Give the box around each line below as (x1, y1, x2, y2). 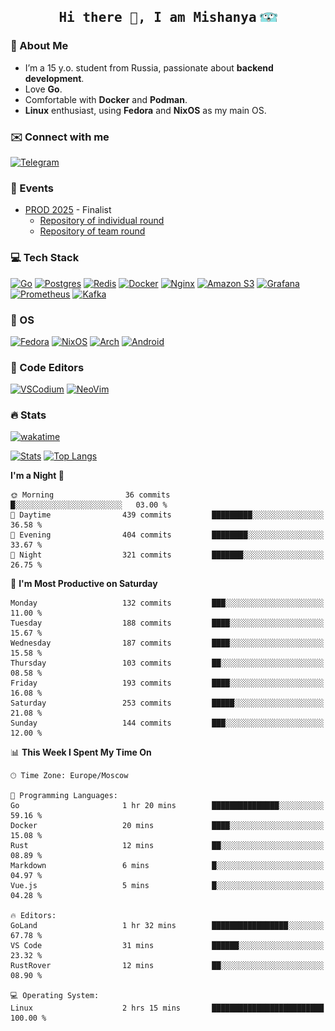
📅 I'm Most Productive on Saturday (10, 578, 158, 590)
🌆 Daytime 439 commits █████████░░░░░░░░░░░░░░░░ (10, 510, 325, 520)
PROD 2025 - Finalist (24, 204, 112, 216)
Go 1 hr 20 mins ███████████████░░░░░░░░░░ (10, 801, 325, 811)
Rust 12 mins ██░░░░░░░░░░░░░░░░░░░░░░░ (10, 841, 325, 851)
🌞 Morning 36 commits (10, 490, 171, 500)
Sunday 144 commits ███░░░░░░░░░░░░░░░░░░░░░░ (10, 718, 325, 729)
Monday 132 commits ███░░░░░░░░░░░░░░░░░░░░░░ (10, 598, 325, 609)
